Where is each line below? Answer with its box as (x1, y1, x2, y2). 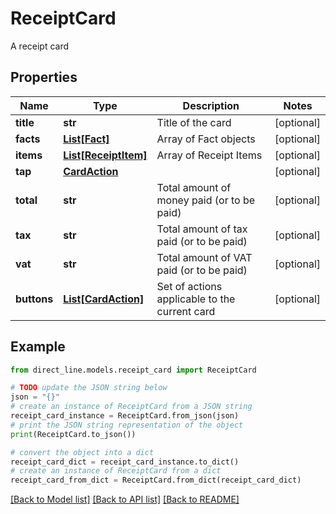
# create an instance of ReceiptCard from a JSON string (10, 402, 253, 412)
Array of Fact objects (156, 132, 256, 146)
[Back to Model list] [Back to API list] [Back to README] (10, 493, 240, 506)
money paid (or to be (156, 193, 256, 207)
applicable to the (156, 292, 236, 306)
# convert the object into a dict (10, 447, 155, 457)
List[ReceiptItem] (63, 148, 148, 162)
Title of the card (156, 115, 232, 129)
